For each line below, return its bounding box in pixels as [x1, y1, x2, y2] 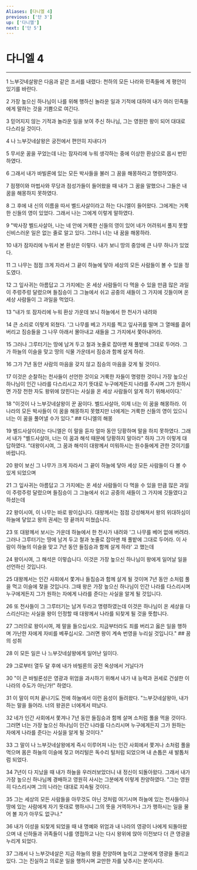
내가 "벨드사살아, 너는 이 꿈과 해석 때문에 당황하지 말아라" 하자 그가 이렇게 [12, 435, 181, 442]
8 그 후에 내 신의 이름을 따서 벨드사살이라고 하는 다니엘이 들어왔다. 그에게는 [6, 202, 178, 209]
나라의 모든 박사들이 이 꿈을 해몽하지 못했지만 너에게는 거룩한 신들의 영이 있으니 [6, 407, 188, 414]
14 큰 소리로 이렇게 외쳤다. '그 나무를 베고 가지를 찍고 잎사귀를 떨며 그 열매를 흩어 [6, 321, 191, 328]
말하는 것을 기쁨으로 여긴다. [16, 105, 80, 112]
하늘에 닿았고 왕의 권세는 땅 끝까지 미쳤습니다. [6, 516, 111, 523]
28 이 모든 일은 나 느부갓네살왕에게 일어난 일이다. [6, 650, 119, 657]
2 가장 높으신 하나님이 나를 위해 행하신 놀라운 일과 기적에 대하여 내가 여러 [6, 98, 174, 105]
